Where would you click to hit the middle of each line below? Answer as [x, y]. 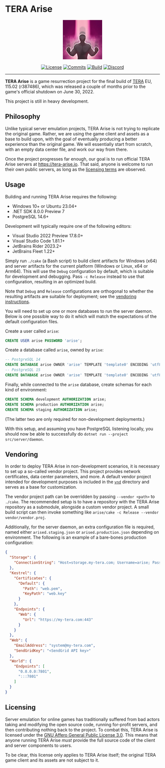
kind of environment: [26, 389]
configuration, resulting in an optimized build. [51, 281]
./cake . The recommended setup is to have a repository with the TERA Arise [82, 502]
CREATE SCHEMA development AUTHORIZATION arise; [56, 399]
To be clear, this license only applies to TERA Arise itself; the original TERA [81, 755]
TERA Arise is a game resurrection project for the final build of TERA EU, [79, 81]
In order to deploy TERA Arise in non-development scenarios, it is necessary [82, 466]
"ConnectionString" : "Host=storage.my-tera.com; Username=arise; [82, 563]
